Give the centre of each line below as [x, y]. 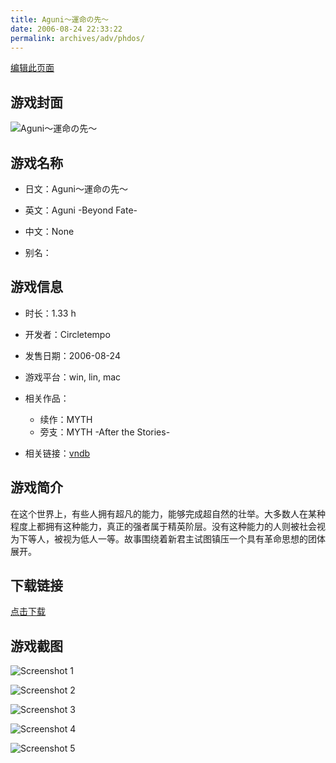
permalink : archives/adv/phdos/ [77, 38]
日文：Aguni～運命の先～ [76, 189]
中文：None [49, 231]
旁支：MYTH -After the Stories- [105, 432]
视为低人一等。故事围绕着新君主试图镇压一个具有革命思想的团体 [194, 538]
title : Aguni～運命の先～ [60, 19]
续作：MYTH [66, 419]
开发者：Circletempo [67, 334]
